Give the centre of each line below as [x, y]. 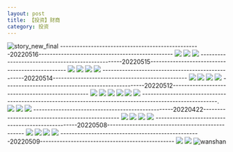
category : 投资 [28, 26]
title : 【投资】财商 [34, 20]
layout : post [26, 14]
